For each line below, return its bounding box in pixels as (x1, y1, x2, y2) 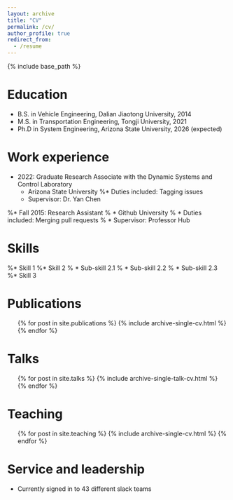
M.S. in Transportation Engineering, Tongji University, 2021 (17, 117, 187, 126)
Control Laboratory (17, 180, 73, 188)
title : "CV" (7, 17, 42, 24)
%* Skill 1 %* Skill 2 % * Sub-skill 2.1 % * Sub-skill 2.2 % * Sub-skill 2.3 (7, 264, 218, 272)
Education (7, 87, 68, 102)
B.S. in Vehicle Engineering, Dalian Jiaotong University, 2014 (17, 109, 192, 118)
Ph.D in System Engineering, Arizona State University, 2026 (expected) (17, 124, 223, 133)
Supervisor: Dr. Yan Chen (27, 194, 101, 203)
